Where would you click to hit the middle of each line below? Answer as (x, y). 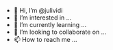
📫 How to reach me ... (45, 40)
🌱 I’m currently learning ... (50, 25)
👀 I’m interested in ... (42, 18)
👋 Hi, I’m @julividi (38, 10)
